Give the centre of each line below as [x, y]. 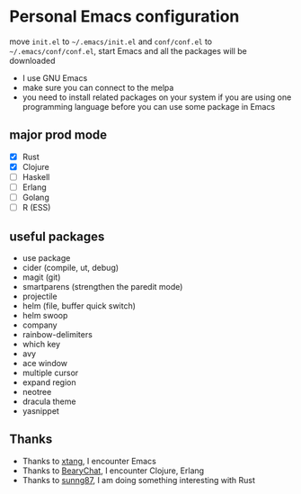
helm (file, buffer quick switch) [79, 305]
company [40, 325]
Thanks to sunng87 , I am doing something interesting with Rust [139, 480]
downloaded [32, 60]
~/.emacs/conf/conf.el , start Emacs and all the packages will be [128, 50]
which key [41, 344]
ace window [45, 363]
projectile [40, 296]
